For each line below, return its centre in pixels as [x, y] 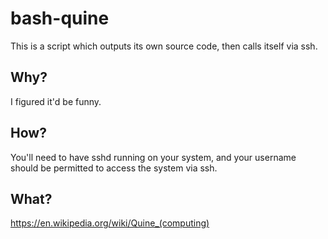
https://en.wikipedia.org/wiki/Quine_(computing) [110, 223]
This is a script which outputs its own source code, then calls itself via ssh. [164, 46]
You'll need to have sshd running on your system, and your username [153, 157]
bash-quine [60, 18]
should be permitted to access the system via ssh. [114, 168]
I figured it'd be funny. [56, 101]
